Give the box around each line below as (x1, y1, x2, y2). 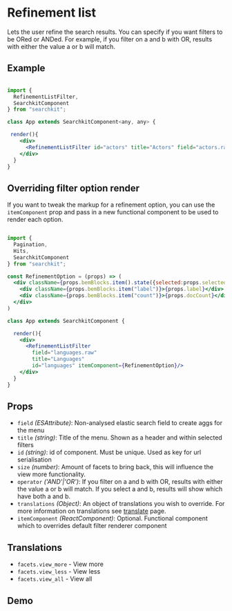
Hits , (13, 247, 30, 254)
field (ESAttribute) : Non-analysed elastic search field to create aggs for (17, 419, 223, 427)
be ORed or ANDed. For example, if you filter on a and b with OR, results (7, 35, 213, 43)
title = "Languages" (32, 356, 85, 363)
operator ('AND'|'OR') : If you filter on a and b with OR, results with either (17, 478, 223, 486)
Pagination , (13, 241, 48, 248)
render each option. (7, 216, 64, 224)
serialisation (17, 455, 52, 464)
